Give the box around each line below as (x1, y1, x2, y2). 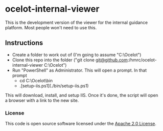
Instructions (5, 39, 43, 47)
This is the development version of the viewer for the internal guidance (5, 19, 148, 25)
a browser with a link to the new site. (5, 97, 79, 103)
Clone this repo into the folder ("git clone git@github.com (12, 57, 128, 63)
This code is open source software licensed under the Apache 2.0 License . (5, 121, 157, 127)
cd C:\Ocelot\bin (19, 77, 53, 83)
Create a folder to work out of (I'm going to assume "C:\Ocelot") (12, 52, 141, 57)
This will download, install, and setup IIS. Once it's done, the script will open (5, 92, 158, 98)
